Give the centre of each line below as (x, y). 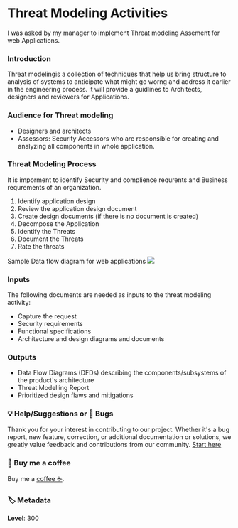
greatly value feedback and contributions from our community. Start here (114, 444)
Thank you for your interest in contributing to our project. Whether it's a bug (118, 429)
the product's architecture (56, 380)
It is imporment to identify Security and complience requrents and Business (118, 180)
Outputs (22, 357)
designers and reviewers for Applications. (68, 97)
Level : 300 (23, 518)
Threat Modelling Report (53, 388)
